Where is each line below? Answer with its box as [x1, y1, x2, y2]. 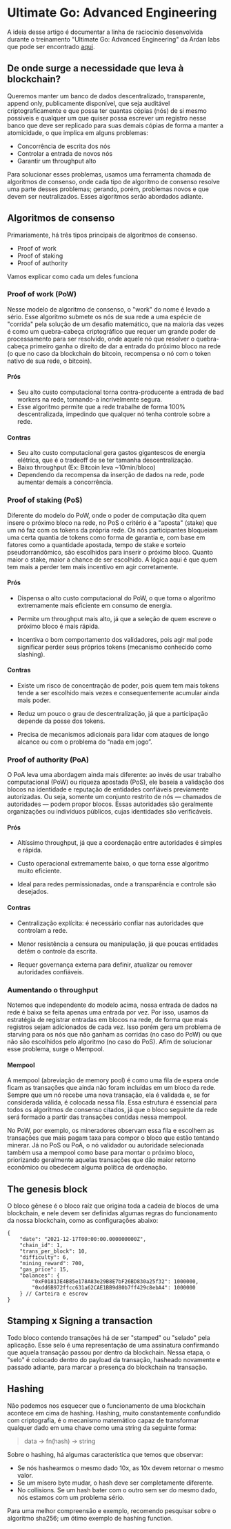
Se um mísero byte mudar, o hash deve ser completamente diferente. [17, 1478, 214, 1487]
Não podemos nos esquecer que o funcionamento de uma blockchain [7, 1401, 205, 1410]
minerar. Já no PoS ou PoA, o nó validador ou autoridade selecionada [7, 1141, 205, 1150]
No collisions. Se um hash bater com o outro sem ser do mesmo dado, [17, 1485, 217, 1494]
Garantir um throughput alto [17, 157, 97, 165]
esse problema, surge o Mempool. [7, 1044, 105, 1053]
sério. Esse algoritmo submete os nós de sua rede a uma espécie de [7, 312, 201, 321]
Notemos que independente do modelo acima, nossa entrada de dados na [7, 1001, 219, 1009]
